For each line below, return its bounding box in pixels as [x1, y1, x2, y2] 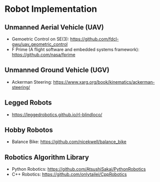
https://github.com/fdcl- [70, 36, 119, 42]
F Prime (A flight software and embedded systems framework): [11, 47, 139, 52]
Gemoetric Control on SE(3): [11, 36, 69, 42]
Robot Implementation [4, 3, 98, 15]
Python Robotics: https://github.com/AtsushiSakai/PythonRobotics [11, 166, 146, 172]
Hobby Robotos [4, 126, 53, 134]
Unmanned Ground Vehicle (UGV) [4, 66, 110, 74]
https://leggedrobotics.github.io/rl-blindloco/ [11, 112, 103, 118]
